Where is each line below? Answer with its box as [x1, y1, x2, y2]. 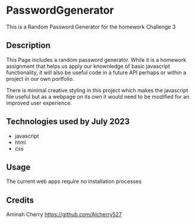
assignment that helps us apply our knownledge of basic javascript [6, 62, 171, 70]
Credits [6, 195, 34, 205]
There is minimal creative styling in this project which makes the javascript [6, 87, 188, 94]
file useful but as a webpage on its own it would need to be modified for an [6, 93, 190, 100]
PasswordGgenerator [6, 4, 114, 17]
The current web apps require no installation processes [6, 178, 141, 185]
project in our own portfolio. [6, 75, 74, 82]
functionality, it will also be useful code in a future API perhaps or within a [6, 69, 187, 76]
